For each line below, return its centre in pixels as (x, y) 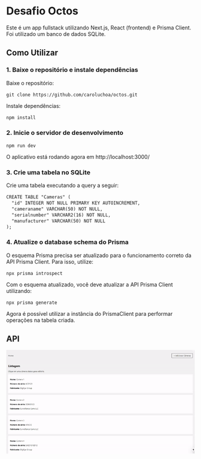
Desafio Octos (42, 11)
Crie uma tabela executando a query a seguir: (63, 185)
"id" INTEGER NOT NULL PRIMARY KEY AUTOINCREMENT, (76, 203)
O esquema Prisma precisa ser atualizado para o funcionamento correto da (99, 255)
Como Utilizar (32, 53)
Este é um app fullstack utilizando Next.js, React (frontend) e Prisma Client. (99, 28)
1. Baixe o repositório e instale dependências (72, 70)
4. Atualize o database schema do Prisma (67, 242)
